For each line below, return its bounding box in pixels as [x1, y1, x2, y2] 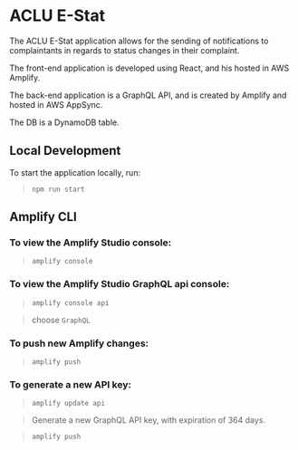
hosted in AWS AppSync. [9, 99, 103, 110]
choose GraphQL [31, 314, 91, 325]
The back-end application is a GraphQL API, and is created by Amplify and [9, 90, 287, 101]
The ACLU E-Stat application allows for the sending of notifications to [9, 35, 269, 46]
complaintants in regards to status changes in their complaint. [9, 44, 240, 55]
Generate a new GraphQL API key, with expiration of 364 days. [31, 415, 265, 426]
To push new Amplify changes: [9, 337, 149, 349]
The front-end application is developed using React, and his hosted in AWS [9, 62, 290, 73]
